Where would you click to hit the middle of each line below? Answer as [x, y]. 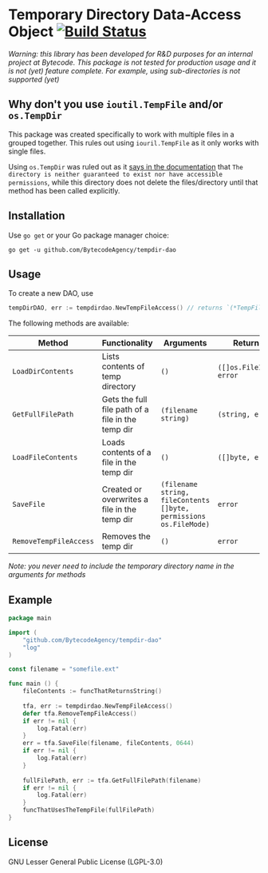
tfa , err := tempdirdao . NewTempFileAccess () [98, 706]
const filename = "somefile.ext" [64, 669]
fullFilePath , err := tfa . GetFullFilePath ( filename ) [112, 780]
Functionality [127, 343]
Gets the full [124, 400]
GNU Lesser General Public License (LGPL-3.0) [86, 862]
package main [30, 618]
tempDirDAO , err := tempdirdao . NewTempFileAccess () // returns [116, 308]
